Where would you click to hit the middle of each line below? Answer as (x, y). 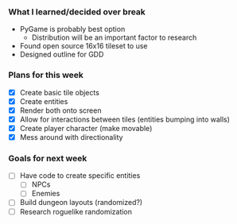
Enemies (46, 194)
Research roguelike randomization (76, 211)
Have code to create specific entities (80, 176)
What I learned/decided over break (77, 12)
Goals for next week (48, 158)
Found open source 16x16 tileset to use (84, 46)
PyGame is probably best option (72, 29)
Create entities (44, 101)
